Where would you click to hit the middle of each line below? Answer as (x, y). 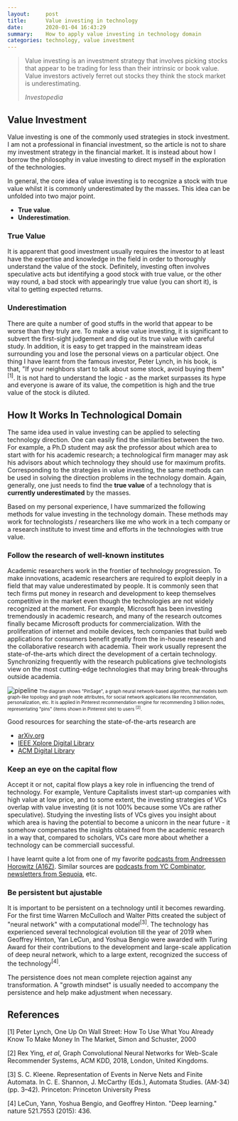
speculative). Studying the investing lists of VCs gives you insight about (112, 815)
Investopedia (44, 98)
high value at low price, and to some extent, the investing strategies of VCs (117, 800)
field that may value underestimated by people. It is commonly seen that (113, 586)
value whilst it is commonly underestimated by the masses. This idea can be (119, 188)
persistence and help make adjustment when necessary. (90, 992)
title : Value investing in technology (73, 21)
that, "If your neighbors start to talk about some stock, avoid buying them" (116, 368)
